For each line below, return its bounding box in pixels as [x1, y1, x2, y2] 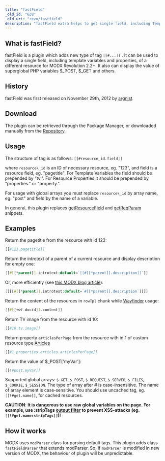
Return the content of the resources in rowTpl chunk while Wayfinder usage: [5, 297, 159, 303]
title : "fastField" [5, 7, 45, 12]
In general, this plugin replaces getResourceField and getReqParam [5, 205, 141, 211]
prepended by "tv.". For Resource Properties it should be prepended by [5, 175, 149, 181]
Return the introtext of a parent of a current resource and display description [5, 256, 160, 262]
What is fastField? [5, 39, 61, 47]
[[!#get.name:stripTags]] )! [5, 412, 61, 419]
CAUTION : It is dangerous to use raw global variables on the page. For [5, 402, 151, 408]
